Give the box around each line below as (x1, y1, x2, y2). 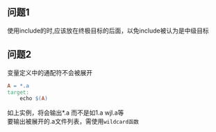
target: (7, 89, 30, 96)
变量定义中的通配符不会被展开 (7, 68, 92, 76)
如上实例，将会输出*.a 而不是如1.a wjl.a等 (7, 108, 124, 117)
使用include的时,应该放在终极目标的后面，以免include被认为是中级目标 (7, 26, 210, 35)
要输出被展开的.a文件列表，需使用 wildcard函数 (7, 117, 139, 126)
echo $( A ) (19, 95, 49, 102)
